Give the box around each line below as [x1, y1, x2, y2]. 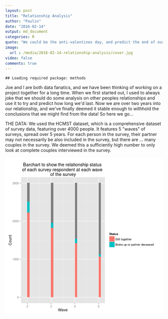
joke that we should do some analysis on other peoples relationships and [5, 95, 155, 101]
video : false [5, 55, 32, 60]
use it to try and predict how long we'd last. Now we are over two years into [5, 100, 161, 106]
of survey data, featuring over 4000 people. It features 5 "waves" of [5, 126, 145, 132]
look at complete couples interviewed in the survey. [5, 147, 111, 153]
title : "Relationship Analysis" [5, 13, 72, 18]
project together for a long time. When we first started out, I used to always [5, 90, 160, 96]
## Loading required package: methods [5, 75, 86, 81]
